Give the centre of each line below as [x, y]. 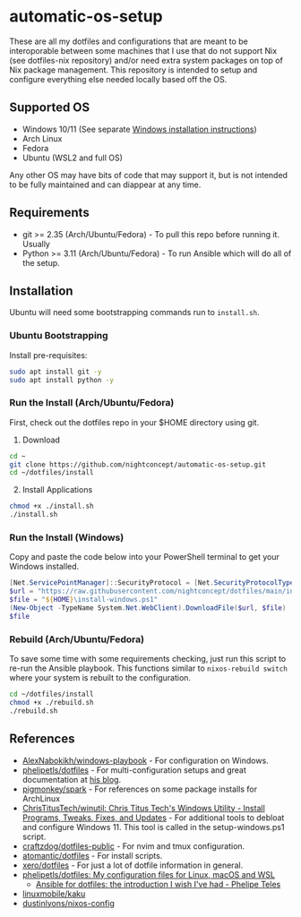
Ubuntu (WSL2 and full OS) [73, 158]
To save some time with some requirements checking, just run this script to [148, 659]
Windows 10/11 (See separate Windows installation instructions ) [139, 129]
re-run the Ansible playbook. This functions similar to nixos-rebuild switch [149, 668]
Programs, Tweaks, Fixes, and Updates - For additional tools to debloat [153, 818]
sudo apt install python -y [62, 380]
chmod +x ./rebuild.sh [52, 702]
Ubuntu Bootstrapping [59, 336]
